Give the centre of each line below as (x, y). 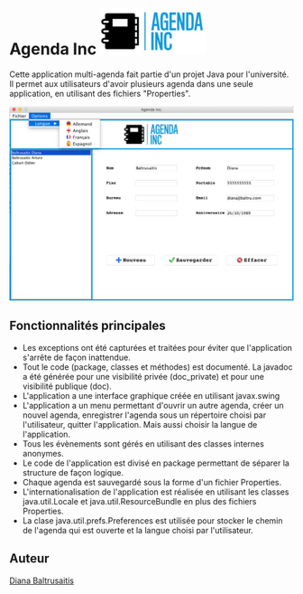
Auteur (29, 559)
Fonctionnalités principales (88, 326)
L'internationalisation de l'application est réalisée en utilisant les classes (156, 492)
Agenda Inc (53, 49)
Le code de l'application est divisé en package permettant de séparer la (156, 463)
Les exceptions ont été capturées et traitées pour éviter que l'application (157, 347)
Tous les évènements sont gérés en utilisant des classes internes (143, 443)
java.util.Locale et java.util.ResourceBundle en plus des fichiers (139, 501)
